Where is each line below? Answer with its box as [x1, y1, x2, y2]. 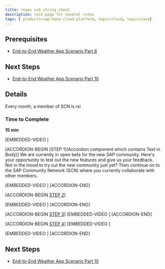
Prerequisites [5, 35, 48, 43]
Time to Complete [5, 115, 49, 122]
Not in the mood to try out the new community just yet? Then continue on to [5, 162, 160, 168]
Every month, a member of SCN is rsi [5, 103, 81, 109]
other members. [5, 173, 38, 179]
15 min [5, 127, 19, 133]
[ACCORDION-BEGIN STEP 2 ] [5, 192, 66, 198]
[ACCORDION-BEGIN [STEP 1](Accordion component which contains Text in [5, 146, 161, 152]
